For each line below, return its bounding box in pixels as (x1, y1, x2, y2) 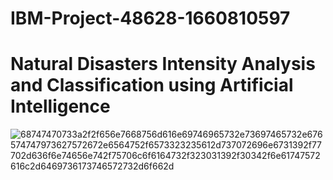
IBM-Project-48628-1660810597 (10, 7, 291, 30)
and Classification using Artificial (10, 74, 294, 97)
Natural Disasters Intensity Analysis (10, 53, 316, 76)
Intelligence (10, 95, 111, 118)
